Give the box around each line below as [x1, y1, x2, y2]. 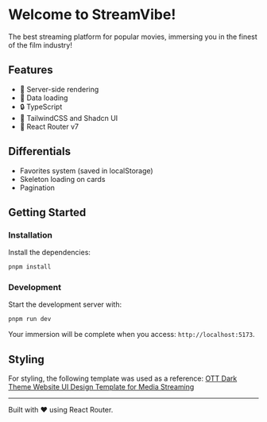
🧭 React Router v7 [19, 122, 79, 131]
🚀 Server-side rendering [19, 84, 99, 94]
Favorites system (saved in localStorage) [19, 165, 153, 176]
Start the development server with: [8, 300, 122, 309]
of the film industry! [8, 40, 73, 49]
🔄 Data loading [19, 93, 68, 103]
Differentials [8, 145, 72, 158]
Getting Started [8, 205, 87, 219]
